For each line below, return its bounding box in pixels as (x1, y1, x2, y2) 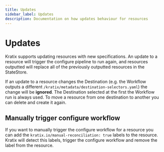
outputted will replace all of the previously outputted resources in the (5, 64, 145, 70)
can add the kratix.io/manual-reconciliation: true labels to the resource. (5, 132, 158, 138)
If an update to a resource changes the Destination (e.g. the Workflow (5, 79, 146, 85)
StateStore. (5, 69, 28, 75)
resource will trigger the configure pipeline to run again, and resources (5, 59, 148, 65)
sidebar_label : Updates (5, 12, 54, 17)
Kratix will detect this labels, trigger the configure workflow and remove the (5, 137, 158, 143)
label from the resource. (5, 143, 54, 149)
